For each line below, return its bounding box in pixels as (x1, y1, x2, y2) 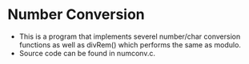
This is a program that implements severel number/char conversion (18, 32, 241, 41)
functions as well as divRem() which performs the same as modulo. (18, 40, 242, 49)
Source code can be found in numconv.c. (18, 48, 155, 58)
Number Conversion (7, 6, 145, 24)
